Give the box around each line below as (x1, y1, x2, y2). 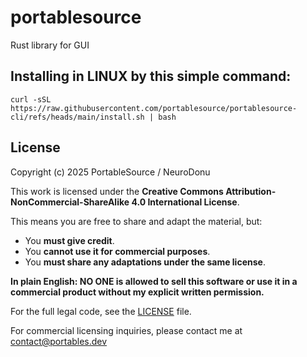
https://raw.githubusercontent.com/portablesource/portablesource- (10, 103, 298, 113)
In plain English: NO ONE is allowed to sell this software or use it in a (10, 275, 298, 287)
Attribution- (225, 185, 277, 197)
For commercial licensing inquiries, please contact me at (10, 324, 243, 336)
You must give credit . (24, 234, 115, 246)
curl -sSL (10, 94, 52, 105)
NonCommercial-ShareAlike (10, 196, 130, 208)
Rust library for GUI (10, 39, 90, 51)
